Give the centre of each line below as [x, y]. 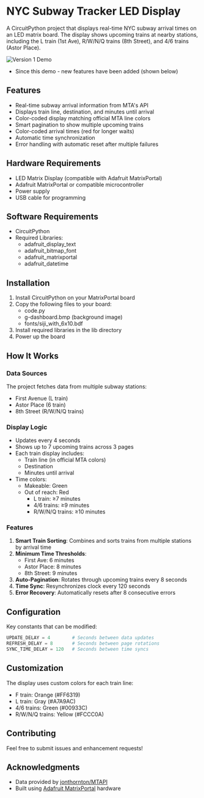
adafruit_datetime [46, 264]
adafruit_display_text [50, 244]
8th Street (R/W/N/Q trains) [49, 411]
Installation [28, 283]
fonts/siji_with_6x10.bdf [54, 324]
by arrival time [33, 547]
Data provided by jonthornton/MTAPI [61, 782]
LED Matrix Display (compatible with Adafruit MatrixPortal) [89, 178]
